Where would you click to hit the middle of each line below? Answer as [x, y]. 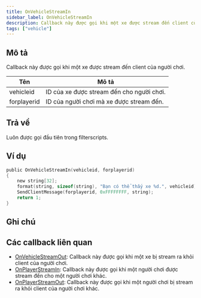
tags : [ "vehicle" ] [29, 28]
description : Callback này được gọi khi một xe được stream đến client [97, 23]
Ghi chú [21, 222]
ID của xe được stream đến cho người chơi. [106, 92]
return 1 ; [29, 198]
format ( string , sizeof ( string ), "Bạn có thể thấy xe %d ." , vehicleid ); [108, 187]
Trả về [18, 123]
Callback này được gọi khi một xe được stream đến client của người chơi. [96, 67]
